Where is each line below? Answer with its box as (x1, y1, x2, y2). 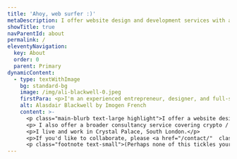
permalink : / (7, 37, 46, 44)
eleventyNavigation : (7, 43, 68, 50)
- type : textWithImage (13, 75, 80, 83)
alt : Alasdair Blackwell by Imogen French (20, 102, 147, 109)
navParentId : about (7, 30, 65, 37)
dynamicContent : (7, 69, 55, 76)
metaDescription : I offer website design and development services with (7, 17, 226, 24)
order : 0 (13, 56, 39, 63)
